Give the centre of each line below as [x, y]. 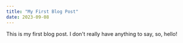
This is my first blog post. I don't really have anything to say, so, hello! [92, 34]
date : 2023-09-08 [28, 17]
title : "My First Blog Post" [42, 11]
